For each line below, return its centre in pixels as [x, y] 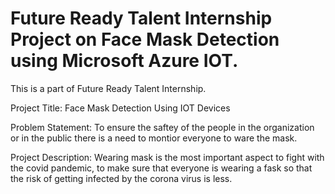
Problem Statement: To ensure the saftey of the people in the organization [162, 127]
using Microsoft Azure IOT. [124, 61]
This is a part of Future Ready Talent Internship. [108, 88]
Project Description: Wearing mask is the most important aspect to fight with [167, 157]
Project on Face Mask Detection [145, 39]
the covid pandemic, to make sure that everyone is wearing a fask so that [161, 168]
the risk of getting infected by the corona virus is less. [121, 178]
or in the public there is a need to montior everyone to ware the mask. [154, 138]
